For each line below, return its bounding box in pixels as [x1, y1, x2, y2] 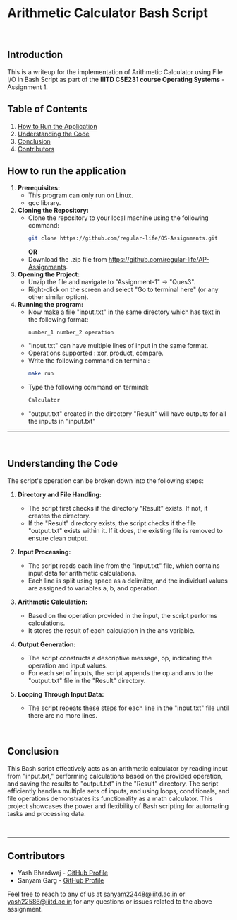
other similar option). [28, 293, 89, 301]
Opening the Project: [17, 270, 80, 279]
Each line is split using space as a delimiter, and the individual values [28, 576, 228, 585]
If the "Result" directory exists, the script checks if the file [28, 518, 196, 528]
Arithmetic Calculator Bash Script [7, 5, 208, 21]
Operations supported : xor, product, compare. [28, 349, 164, 358]
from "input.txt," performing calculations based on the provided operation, [7, 771, 224, 780]
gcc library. [28, 199, 61, 207]
